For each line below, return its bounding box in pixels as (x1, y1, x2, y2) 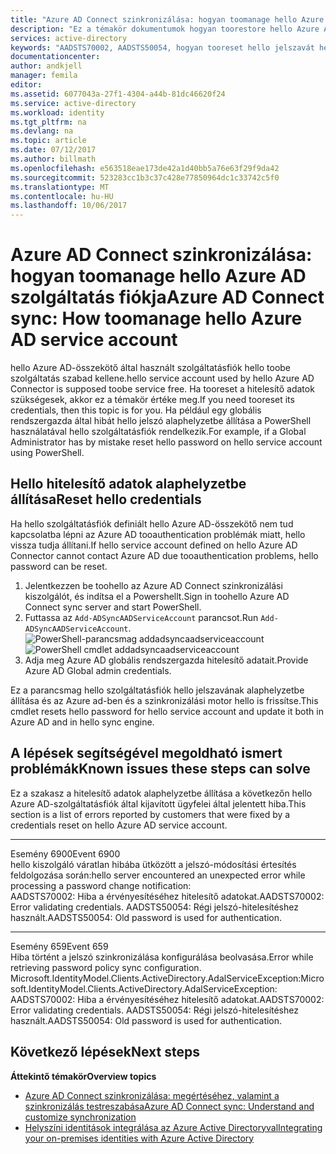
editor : (10, 80, 43, 90)
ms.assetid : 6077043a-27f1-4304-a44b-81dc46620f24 (10, 89, 226, 99)
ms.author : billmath (10, 154, 97, 164)
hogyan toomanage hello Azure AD (10, 265, 307, 288)
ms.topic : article (10, 136, 87, 146)
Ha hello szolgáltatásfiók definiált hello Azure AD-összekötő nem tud (10, 517, 294, 530)
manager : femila (10, 71, 78, 81)
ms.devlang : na (10, 126, 74, 136)
